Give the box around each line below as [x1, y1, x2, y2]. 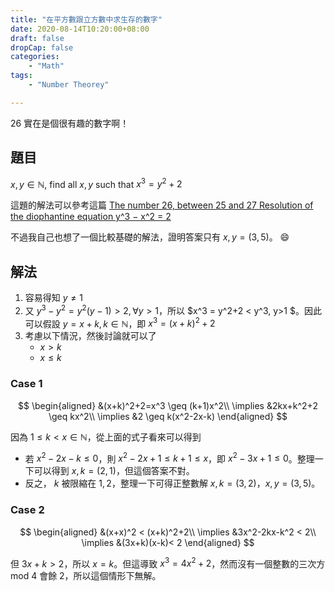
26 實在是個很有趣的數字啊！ [10, 117, 130, 129]
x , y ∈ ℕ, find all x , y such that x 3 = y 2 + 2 [10, 176, 183, 190]
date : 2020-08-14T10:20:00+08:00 [10, 24, 150, 34]
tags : [10, 71, 33, 81]
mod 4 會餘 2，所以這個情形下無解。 [10, 570, 162, 582]
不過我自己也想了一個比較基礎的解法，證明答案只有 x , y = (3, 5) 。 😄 [10, 231, 290, 243]
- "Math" [28, 61, 65, 71]
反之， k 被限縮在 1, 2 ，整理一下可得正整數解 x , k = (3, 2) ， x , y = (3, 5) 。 [24, 477, 321, 490]
